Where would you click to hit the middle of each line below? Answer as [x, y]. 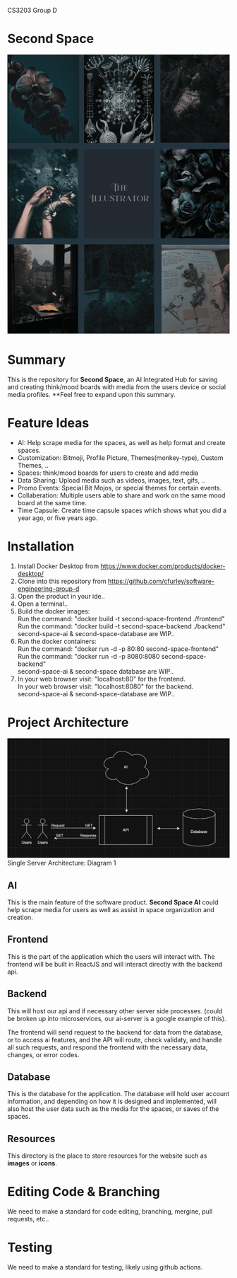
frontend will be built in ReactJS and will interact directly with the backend [115, 964]
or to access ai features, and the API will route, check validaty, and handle [115, 1040]
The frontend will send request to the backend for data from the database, [115, 1032]
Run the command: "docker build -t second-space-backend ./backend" [121, 626]
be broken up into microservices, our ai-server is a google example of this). [117, 1018]
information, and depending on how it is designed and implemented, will [112, 1101]
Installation [41, 547]
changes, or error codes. [43, 1054]
